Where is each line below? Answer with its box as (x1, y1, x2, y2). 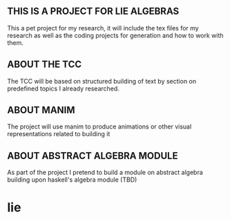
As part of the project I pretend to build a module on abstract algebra (7, 169, 204, 177)
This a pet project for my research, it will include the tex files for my (7, 23, 199, 32)
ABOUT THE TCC (7, 59, 82, 70)
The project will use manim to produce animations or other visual (7, 122, 192, 131)
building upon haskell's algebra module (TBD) (7, 175, 137, 184)
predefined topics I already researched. (7, 84, 119, 93)
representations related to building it (7, 130, 111, 138)
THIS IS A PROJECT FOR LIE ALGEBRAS (7, 6, 180, 17)
